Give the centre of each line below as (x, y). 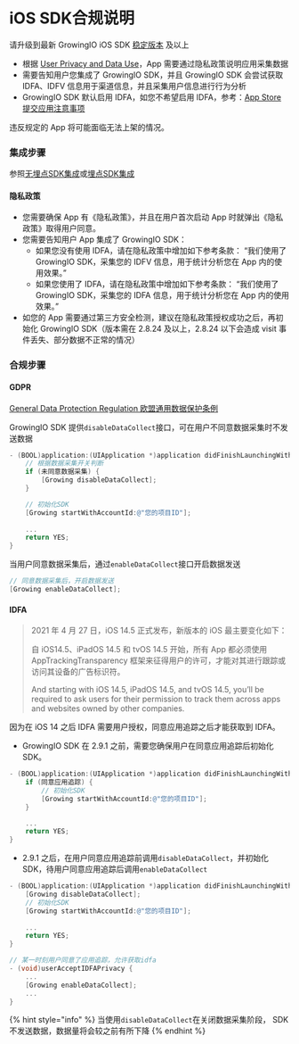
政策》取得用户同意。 (61, 228)
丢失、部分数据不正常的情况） (85, 340)
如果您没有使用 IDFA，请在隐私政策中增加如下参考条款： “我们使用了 (161, 251)
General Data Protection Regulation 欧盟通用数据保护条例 (114, 408)
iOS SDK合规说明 (72, 18)
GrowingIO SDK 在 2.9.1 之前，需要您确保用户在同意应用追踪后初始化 (148, 746)
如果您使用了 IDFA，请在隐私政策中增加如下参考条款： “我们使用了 (157, 284)
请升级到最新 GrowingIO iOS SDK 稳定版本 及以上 (99, 45)
